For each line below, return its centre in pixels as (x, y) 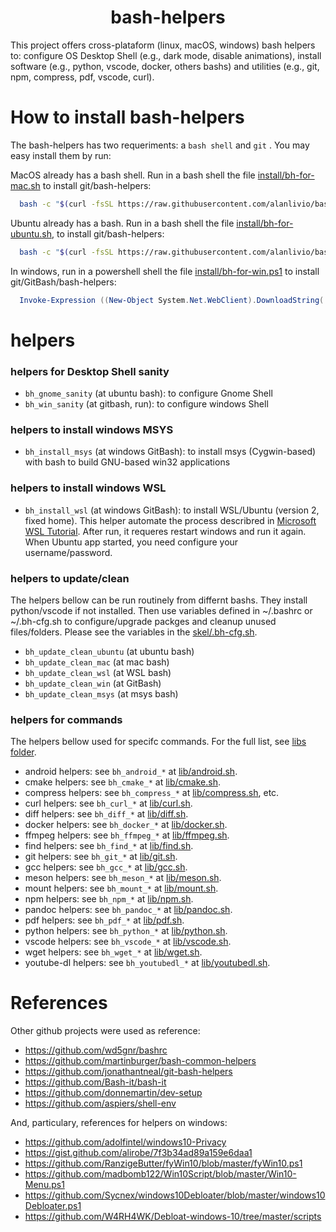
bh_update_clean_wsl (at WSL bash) (98, 672)
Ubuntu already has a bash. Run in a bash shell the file (122, 223)
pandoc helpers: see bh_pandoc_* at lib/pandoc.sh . (128, 910)
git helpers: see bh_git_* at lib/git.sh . (101, 857)
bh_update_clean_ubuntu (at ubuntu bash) (109, 651)
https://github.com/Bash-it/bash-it (95, 1082)
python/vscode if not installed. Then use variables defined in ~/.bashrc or (161, 610)
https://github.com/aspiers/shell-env (100, 1103)
